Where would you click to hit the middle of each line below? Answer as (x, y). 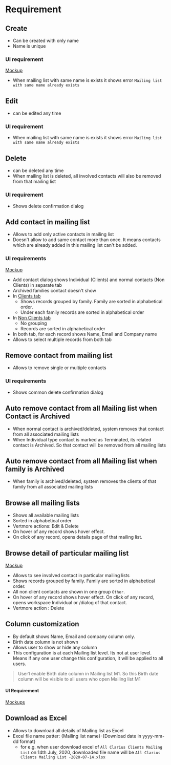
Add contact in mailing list (48, 222)
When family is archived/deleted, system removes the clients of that (84, 481)
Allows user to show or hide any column (55, 647)
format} (28, 741)
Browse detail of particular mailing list (67, 553)
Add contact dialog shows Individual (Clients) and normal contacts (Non (89, 280)
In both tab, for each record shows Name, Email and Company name (85, 334)
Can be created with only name (46, 40)
